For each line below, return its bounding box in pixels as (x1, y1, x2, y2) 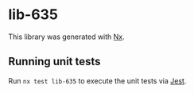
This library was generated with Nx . (8, 32, 125, 41)
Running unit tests (8, 55, 101, 68)
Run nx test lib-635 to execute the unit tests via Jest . (8, 76, 187, 85)
